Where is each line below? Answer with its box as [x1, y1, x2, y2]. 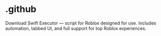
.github [5, 3, 37, 15]
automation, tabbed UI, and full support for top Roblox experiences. [5, 25, 146, 31]
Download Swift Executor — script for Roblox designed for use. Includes [5, 20, 156, 26]
